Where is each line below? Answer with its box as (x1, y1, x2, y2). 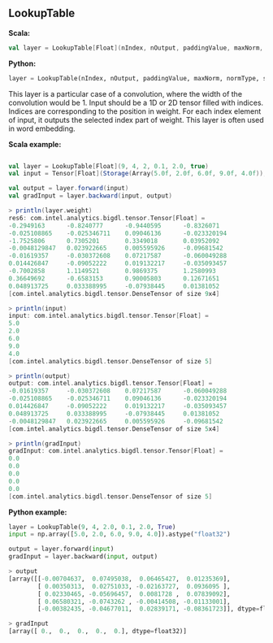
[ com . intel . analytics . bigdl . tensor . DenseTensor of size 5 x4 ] (8, 424, 220, 433)
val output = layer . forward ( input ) (8, 185, 129, 193)
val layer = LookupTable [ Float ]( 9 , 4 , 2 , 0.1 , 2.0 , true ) (8, 162, 210, 170)
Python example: (8, 507, 67, 517)
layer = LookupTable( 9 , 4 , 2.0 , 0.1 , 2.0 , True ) (8, 523, 176, 531)
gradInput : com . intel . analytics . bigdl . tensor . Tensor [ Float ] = (8, 447, 223, 455)
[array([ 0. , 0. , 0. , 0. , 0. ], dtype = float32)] (8, 628, 187, 636)
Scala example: (8, 139, 62, 149)
